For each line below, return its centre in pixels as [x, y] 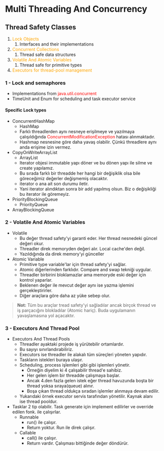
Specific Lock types [26, 110]
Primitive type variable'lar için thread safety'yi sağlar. [73, 264]
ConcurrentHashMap [33, 121]
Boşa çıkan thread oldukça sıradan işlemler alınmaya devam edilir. [93, 391]
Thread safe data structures [47, 54]
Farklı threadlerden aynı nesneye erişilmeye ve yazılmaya [77, 132]
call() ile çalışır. [42, 438]
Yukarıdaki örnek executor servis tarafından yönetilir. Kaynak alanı [86, 397]
